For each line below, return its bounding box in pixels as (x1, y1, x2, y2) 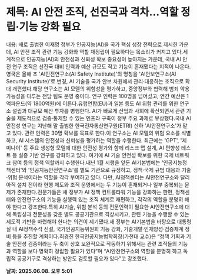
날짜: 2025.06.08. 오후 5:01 (6, 267, 72, 275)
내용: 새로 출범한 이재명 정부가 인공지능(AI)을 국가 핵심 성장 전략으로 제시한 (6, 41, 178, 48)
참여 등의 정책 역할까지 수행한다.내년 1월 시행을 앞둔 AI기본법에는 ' (12, 159, 163, 166)
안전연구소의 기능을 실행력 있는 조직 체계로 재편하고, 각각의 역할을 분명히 (16, 196, 183, 203)
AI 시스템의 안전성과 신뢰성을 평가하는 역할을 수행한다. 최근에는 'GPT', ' (18, 136, 182, 144)
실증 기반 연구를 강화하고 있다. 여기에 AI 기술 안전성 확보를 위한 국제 (18, 151, 174, 158)
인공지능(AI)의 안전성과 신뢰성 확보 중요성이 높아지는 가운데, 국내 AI (26, 56, 181, 63)
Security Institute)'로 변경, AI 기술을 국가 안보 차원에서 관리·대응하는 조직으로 (6, 77, 184, 84)
